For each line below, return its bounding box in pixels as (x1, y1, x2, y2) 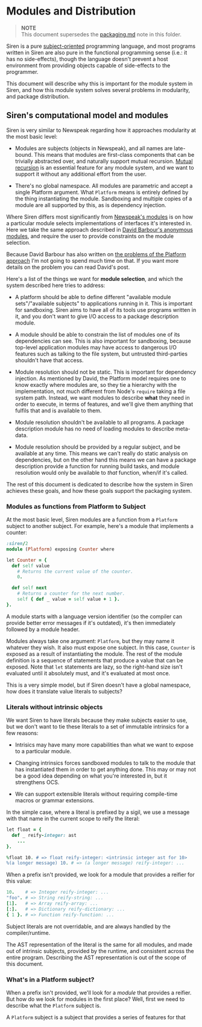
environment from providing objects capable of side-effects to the (6, 62, 171, 69)
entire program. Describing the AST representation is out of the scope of (6, 954, 187, 961)
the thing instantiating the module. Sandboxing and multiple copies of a (14, 195, 192, 202)
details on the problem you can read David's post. (6, 263, 130, 271)
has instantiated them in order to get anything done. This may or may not (14, 766, 197, 773)
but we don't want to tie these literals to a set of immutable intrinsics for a (6, 723, 189, 730)
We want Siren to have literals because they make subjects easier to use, (6, 716, 188, 724)
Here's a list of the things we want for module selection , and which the (6, 275, 183, 282)
